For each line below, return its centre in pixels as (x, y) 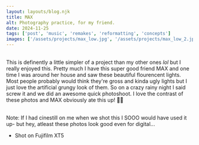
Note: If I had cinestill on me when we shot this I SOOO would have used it (97, 118)
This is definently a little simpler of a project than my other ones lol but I (94, 62)
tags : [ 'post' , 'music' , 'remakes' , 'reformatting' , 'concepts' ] (89, 34)
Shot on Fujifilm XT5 (39, 136)
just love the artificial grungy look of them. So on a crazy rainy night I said (96, 87)
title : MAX (20, 17)
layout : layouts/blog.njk (38, 12)
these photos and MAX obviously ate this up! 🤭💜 (65, 100)
